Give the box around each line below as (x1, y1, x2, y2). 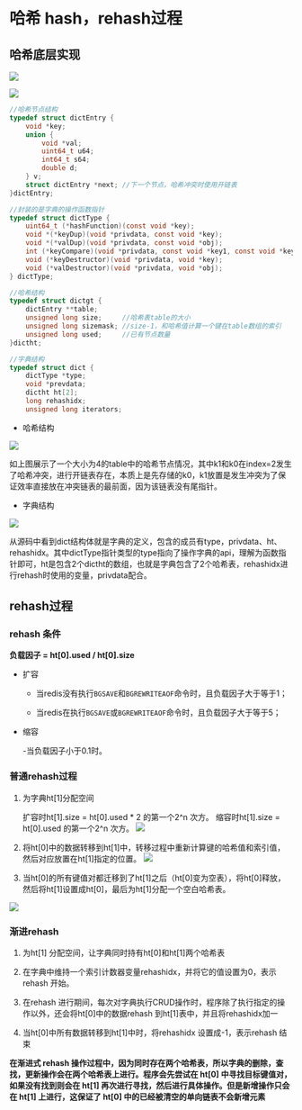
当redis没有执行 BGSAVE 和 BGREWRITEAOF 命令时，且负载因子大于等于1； (35, 688, 288, 699)
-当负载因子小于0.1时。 (22, 745, 108, 756)
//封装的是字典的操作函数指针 (9, 204, 105, 214)
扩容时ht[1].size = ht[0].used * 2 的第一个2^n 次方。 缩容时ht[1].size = (22, 811, 280, 822)
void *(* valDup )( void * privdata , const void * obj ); (25, 239, 223, 248)
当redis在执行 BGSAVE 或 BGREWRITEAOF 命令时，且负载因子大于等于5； (35, 708, 281, 718)
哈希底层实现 (9, 47, 81, 62)
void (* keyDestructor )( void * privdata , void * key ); (25, 255, 223, 264)
